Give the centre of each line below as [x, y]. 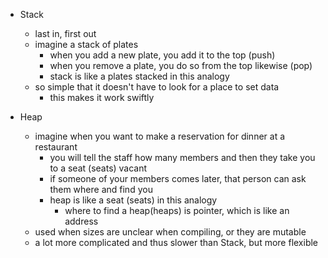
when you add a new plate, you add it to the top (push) [162, 55]
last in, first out [65, 33]
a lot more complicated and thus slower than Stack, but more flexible [176, 242]
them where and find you [101, 189]
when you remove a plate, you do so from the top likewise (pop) [181, 65]
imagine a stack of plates [86, 44]
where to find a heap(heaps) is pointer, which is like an [177, 210]
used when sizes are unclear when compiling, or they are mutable [170, 232]
